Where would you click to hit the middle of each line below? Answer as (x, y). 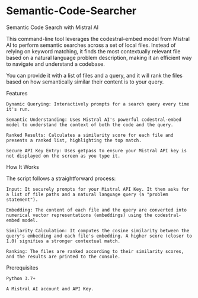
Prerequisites (22, 267)
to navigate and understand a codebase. (55, 64)
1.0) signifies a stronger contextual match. (63, 241)
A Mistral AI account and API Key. (50, 289)
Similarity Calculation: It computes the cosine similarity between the (98, 230)
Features (17, 93)
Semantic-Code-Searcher (71, 11)
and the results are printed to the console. (63, 257)
